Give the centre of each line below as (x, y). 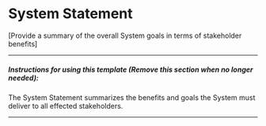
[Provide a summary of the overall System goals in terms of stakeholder (125, 35)
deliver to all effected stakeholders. (66, 106)
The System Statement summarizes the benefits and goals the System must (132, 97)
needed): (24, 78)
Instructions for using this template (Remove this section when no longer (131, 69)
